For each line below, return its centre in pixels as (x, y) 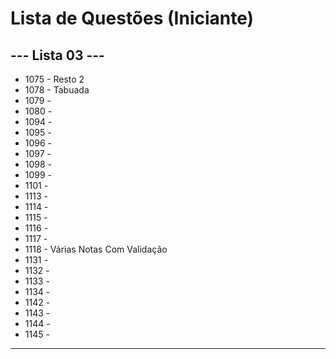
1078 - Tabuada (57, 90)
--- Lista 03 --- (57, 55)
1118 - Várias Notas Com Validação (96, 249)
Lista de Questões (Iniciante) (132, 18)
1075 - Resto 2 (54, 79)
